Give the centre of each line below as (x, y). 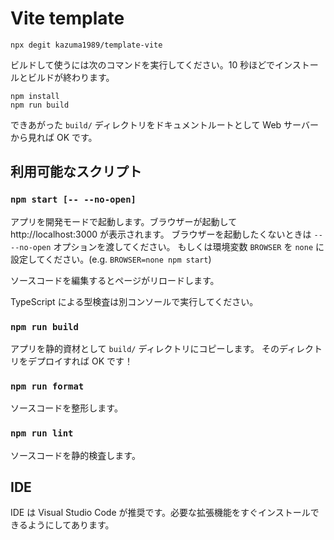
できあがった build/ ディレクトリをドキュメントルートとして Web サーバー (164, 124)
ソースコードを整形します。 (66, 408)
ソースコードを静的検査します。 (75, 455)
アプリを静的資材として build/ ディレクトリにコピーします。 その (145, 348)
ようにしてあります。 (71, 525)
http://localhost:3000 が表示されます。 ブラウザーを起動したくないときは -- (166, 234)
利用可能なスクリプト (76, 172)
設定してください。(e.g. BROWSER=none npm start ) (111, 259)
